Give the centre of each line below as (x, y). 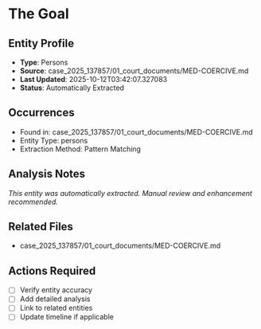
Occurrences (41, 113)
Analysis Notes (47, 174)
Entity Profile (41, 43)
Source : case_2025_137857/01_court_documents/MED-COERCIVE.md (134, 71)
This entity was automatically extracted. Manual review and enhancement (130, 193)
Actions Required (52, 270)
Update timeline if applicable (66, 317)
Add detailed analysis (55, 299)
